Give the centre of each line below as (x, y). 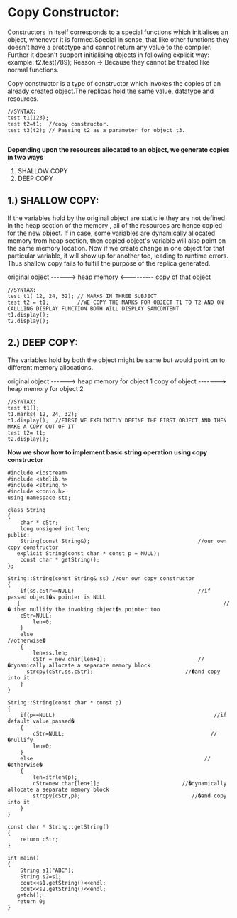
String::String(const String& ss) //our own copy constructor (101, 578)
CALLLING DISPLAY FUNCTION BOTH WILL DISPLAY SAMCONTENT (93, 308)
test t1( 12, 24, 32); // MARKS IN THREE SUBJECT (82, 296)
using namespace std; (39, 498)
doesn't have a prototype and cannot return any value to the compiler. (110, 47)
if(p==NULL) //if (123, 715)
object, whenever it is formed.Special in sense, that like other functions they (118, 39)
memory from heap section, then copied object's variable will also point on (116, 240)
